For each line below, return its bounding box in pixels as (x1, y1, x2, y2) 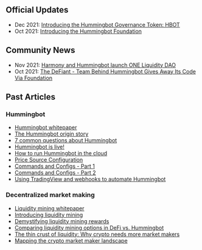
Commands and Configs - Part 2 (14, 169, 96, 176)
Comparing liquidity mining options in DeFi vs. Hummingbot (14, 224, 164, 231)
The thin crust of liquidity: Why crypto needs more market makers (14, 231, 180, 238)
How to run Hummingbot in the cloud (14, 150, 108, 157)
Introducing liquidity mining (14, 211, 83, 218)
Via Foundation (14, 74, 53, 82)
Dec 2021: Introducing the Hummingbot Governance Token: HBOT (14, 21, 180, 28)
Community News (5, 45, 75, 55)
